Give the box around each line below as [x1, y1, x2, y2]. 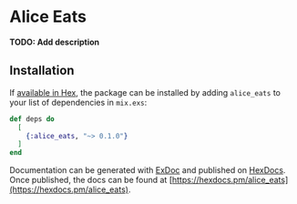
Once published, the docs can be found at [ [9, 175, 173, 186]
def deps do [9, 114, 55, 124]
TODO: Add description [9, 36, 100, 47]
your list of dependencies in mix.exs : [9, 97, 148, 107]
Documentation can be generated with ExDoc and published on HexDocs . [9, 165, 286, 176]
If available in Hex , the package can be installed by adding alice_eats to [9, 87, 281, 97]
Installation [9, 63, 75, 78]
